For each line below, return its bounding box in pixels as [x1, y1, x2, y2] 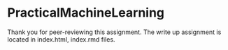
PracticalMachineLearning [7, 5, 165, 21]
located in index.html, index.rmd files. [7, 35, 115, 43]
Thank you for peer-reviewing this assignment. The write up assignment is [7, 28, 222, 36]
